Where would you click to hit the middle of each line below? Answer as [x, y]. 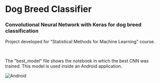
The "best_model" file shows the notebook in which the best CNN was [77, 61]
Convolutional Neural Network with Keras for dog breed [73, 25]
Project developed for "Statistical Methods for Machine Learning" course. [80, 42]
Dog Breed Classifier [49, 9]
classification [22, 31]
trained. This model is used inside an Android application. [64, 66]
